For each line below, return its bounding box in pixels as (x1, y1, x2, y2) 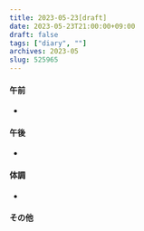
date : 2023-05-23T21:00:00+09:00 (9, 22, 136, 31)
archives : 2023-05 (9, 47, 79, 56)
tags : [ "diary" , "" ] (9, 38, 88, 48)
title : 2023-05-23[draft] (9, 13, 107, 23)
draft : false (9, 30, 59, 39)
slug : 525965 (9, 55, 59, 64)
